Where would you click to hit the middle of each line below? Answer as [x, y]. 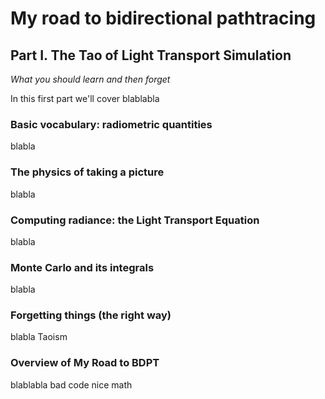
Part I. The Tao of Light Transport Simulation [151, 55]
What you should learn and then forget [90, 79]
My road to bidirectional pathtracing [163, 18]
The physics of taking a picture [87, 172]
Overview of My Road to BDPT [85, 363]
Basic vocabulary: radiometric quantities [111, 124]
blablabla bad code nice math [71, 384]
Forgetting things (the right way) [91, 315]
